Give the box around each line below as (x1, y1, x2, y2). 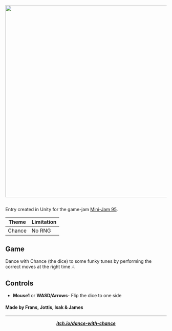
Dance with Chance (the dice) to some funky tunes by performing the (5, 258, 152, 264)
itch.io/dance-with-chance (56, 320, 116, 326)
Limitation (31, 218, 57, 225)
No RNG (31, 227, 51, 234)
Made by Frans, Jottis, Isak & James (5, 304, 83, 310)
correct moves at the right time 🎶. (5, 264, 76, 270)
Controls (5, 279, 34, 287)
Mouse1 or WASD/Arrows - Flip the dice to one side (12, 293, 122, 299)
